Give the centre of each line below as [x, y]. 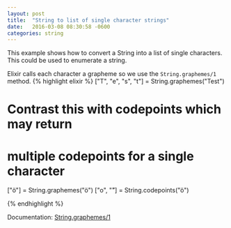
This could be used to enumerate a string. [67, 61]
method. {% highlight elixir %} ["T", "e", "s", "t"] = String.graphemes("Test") [116, 82]
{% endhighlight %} [35, 204]
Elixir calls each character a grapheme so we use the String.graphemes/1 [112, 74]
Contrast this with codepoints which [114, 109]
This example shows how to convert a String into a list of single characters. [115, 53]
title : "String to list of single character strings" [88, 20]
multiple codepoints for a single [101, 156]
